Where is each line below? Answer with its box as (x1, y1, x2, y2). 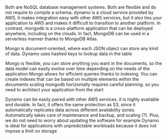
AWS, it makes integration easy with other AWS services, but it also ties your (5, 15, 163, 20)
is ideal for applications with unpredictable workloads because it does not (5, 123, 157, 129)
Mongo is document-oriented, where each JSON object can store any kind (5, 46, 159, 51)
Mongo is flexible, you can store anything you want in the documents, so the (5, 61, 162, 66)
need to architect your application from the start (5, 87, 104, 92)
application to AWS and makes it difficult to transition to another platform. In (5, 20, 161, 26)
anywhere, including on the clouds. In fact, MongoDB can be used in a (5, 31, 150, 36)
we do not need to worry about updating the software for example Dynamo (5, 118, 159, 123)
